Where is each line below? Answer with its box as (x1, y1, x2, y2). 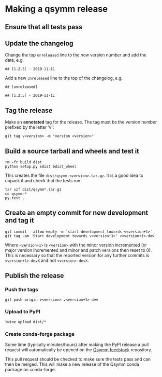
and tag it (5, 216, 34, 224)
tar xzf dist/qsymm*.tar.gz (5, 187, 62, 192)
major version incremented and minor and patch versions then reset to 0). (5, 247, 152, 253)
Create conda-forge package (5, 330, 75, 337)
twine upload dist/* (5, 319, 47, 324)
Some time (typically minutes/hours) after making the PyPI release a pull (5, 342, 149, 348)
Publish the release (5, 272, 64, 280)
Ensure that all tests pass (5, 23, 83, 31)
